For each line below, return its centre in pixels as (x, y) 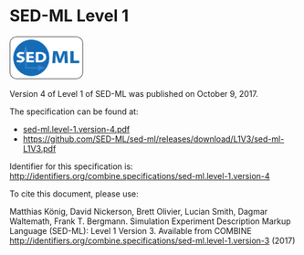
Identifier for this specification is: (72, 166)
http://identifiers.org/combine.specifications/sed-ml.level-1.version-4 (140, 175)
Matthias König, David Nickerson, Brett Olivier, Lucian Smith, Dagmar (139, 211)
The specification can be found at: (74, 112)
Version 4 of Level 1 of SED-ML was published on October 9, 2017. (134, 93)
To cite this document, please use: (74, 194)
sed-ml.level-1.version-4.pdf (76, 129)
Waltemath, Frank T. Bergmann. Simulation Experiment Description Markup (150, 221)
